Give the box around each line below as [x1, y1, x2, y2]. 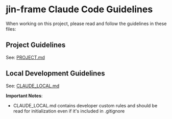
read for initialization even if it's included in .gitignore [13, 108, 125, 114]
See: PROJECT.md [6, 54, 45, 60]
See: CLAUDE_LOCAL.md [6, 83, 60, 89]
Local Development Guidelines [6, 69, 105, 78]
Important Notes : [6, 92, 43, 99]
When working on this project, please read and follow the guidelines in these [6, 20, 167, 27]
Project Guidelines [6, 41, 66, 50]
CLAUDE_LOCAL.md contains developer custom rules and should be [13, 102, 158, 108]
